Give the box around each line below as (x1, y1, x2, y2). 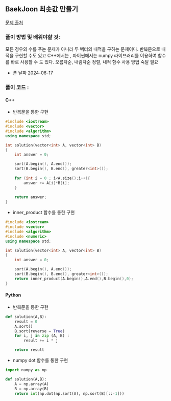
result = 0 (14, 319, 38, 324)
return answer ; (14, 195, 47, 200)
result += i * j (23, 338, 58, 343)
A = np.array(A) (14, 381, 50, 387)
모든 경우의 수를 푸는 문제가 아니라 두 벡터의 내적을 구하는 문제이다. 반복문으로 (5, 46, 161, 52)
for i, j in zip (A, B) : (14, 333, 70, 339)
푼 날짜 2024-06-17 (12, 70, 54, 76)
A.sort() (14, 324, 33, 329)
